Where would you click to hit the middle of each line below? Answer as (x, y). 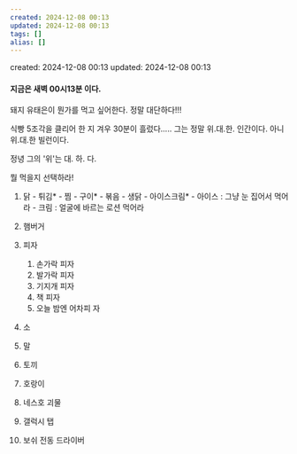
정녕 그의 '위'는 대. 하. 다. (53, 159)
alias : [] (28, 42)
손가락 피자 (55, 264)
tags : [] (26, 34)
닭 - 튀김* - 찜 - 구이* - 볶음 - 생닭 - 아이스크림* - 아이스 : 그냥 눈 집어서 (147, 197)
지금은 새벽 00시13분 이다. (56, 89)
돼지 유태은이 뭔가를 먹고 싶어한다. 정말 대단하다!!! (96, 110)
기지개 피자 (55, 286)
